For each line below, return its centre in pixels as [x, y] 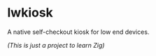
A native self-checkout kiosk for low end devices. [78, 32]
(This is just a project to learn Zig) [56, 45]
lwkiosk [30, 13]
